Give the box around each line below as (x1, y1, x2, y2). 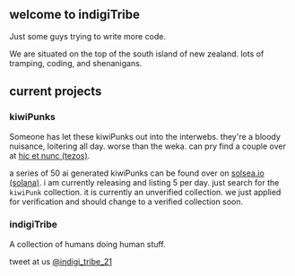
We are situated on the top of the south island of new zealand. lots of (9, 48, 265, 59)
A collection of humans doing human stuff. (9, 238, 166, 249)
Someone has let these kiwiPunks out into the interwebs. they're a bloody (9, 131, 281, 142)
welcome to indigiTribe (9, 7, 141, 22)
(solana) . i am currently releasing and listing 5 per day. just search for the (9, 177, 280, 187)
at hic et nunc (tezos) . (9, 150, 91, 160)
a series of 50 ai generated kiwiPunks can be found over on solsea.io (9, 168, 265, 178)
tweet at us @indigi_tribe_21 (9, 255, 113, 267)
